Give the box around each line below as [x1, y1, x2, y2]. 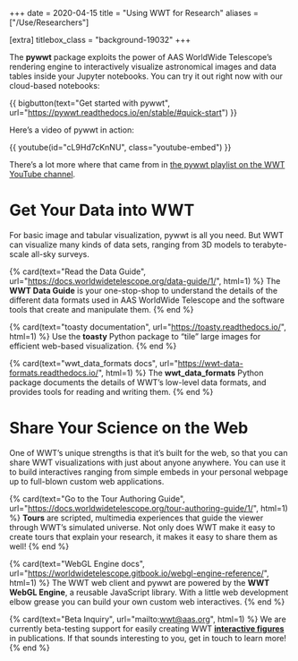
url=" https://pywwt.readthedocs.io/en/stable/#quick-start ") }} [9, 107, 238, 117]
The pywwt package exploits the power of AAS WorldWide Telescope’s [9, 52, 273, 62]
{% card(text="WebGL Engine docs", [9, 558, 145, 569]
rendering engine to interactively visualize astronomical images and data [9, 62, 277, 72]
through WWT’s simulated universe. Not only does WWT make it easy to [9, 521, 276, 532]
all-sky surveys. [30, 248, 89, 259]
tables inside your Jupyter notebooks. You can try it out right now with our [9, 71, 284, 82]
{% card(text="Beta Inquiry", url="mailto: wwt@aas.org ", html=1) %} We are [9, 614, 286, 624]
